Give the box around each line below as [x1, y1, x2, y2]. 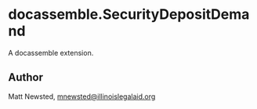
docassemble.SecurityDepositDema [8, 5, 250, 24]
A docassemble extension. [8, 48, 94, 57]
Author [8, 71, 43, 84]
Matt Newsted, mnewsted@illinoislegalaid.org [8, 92, 156, 101]
